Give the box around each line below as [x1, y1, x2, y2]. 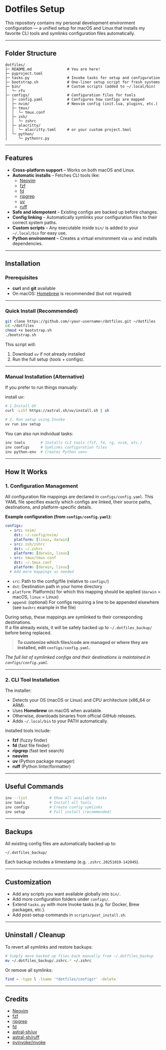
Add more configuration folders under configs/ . [12, 896, 110, 902]
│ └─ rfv [5, 88, 26, 93]
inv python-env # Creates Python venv [5, 449, 87, 454]
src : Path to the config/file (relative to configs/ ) [12, 578, 109, 584]
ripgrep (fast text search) [12, 748, 64, 754]
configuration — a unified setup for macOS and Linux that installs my [5, 25, 145, 31]
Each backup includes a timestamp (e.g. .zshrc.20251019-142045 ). [5, 859, 140, 865]
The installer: [5, 687, 32, 693]
